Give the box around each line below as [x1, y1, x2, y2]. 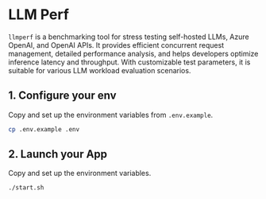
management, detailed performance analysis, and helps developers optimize [8, 49, 259, 58]
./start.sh [8, 184, 44, 192]
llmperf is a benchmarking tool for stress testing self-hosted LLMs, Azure [8, 32, 249, 41]
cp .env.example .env [8, 125, 80, 133]
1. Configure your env [8, 89, 117, 103]
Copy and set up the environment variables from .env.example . [8, 110, 214, 119]
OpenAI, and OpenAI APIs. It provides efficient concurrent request [8, 40, 225, 49]
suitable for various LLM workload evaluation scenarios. [8, 65, 191, 75]
